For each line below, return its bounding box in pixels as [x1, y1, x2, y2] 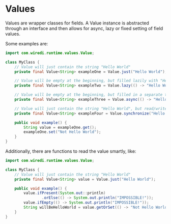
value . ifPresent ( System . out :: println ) [23, 190, 106, 196]
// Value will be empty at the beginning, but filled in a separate [14, 92, 163, 97]
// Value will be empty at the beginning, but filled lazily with [14, 78, 158, 83]
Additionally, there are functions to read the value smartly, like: [5, 148, 136, 154]
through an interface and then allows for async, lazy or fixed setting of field [5, 25, 163, 31]
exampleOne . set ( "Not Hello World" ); [23, 129, 101, 135]
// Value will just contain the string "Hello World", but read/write [14, 106, 167, 111]
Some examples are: [5, 40, 48, 46]
